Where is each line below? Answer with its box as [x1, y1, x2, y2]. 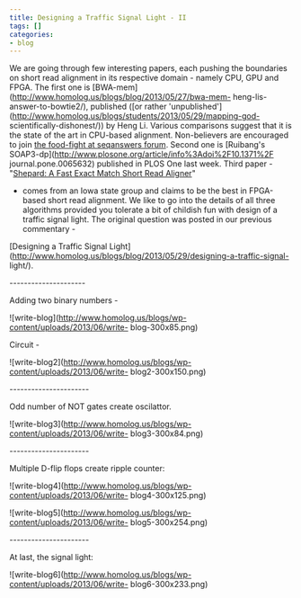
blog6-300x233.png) [129, 579, 208, 590]
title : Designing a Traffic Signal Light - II [9, 13, 187, 22]
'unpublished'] [168, 101, 223, 112]
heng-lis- [233, 92, 268, 103]
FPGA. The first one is [9, 82, 91, 93]
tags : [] [9, 22, 42, 31]
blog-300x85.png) [129, 322, 199, 333]
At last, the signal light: [9, 552, 94, 563]
